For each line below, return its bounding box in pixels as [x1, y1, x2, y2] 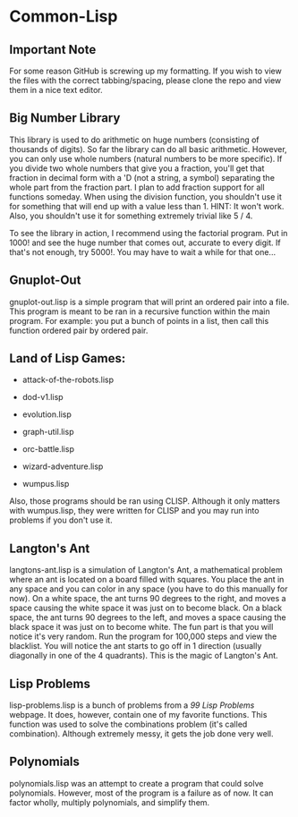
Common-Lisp [9, 6, 118, 27]
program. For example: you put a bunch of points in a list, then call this [9, 315, 269, 326]
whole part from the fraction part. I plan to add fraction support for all [9, 182, 266, 192]
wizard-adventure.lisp [21, 461, 104, 472]
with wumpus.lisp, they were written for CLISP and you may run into [9, 506, 260, 516]
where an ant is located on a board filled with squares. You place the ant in [9, 574, 285, 585]
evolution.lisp [21, 409, 72, 420]
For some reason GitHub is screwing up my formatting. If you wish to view [9, 65, 282, 76]
